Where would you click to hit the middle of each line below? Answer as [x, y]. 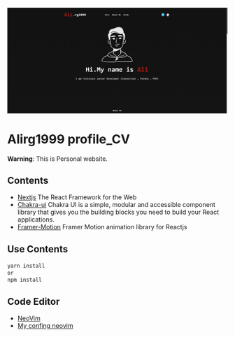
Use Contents [38, 249]
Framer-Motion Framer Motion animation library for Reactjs [102, 227]
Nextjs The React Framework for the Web [77, 197]
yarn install [26, 266]
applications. [36, 220]
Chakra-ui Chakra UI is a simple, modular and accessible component [116, 205]
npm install [24, 280]
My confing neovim [45, 326]
